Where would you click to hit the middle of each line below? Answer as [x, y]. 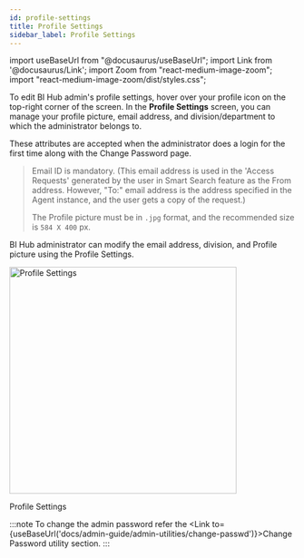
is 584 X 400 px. [61, 227]
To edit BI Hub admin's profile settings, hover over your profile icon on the [147, 97]
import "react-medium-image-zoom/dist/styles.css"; [108, 80]
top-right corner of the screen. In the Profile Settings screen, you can [140, 107]
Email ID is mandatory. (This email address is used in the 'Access [153, 171]
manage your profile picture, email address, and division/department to [142, 117]
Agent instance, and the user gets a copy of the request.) [139, 200]
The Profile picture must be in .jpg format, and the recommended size [163, 218]
